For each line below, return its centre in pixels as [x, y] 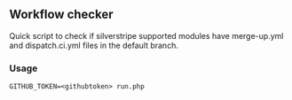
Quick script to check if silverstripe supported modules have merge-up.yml [146, 35]
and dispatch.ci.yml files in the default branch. [94, 45]
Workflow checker [61, 15]
